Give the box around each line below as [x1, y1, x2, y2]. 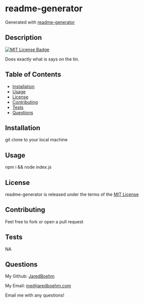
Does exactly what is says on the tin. [5, 56, 80, 62]
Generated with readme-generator [5, 19, 75, 25]
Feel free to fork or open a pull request [5, 218, 84, 224]
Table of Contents [5, 70, 62, 79]
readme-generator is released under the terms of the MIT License [5, 191, 139, 197]
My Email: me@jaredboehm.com [5, 283, 72, 289]
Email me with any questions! [5, 292, 65, 298]
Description [5, 33, 42, 42]
